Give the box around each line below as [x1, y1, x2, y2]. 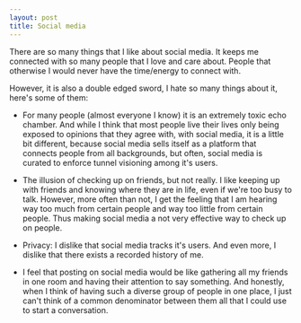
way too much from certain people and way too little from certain [22, 203, 263, 214]
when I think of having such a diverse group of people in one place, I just [22, 285, 292, 296]
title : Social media [9, 22, 87, 31]
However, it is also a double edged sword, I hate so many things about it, [9, 83, 279, 93]
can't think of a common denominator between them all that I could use [22, 295, 288, 306]
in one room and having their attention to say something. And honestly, [22, 275, 285, 287]
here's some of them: [9, 92, 88, 103]
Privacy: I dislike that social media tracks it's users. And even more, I [22, 240, 277, 250]
